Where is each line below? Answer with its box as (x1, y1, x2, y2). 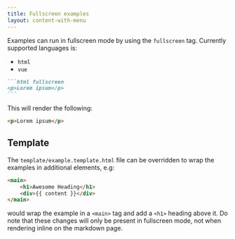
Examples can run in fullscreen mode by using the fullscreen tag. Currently (7, 36, 227, 44)
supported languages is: (7, 44, 77, 52)
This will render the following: (7, 104, 93, 112)
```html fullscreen (7, 78, 65, 85)
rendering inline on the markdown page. (7, 224, 123, 233)
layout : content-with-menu (7, 17, 86, 24)
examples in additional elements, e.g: (7, 163, 114, 172)
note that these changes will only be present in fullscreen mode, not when (7, 217, 222, 225)
